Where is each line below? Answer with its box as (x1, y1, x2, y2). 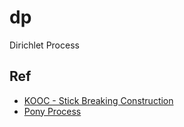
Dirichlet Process (9, 39, 80, 51)
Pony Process (23, 105, 82, 117)
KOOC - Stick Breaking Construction (23, 94, 174, 106)
